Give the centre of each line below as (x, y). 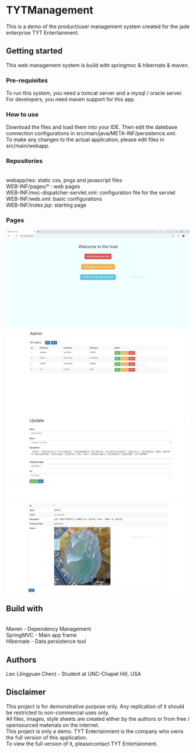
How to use (22, 114)
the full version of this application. (47, 737)
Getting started (34, 51)
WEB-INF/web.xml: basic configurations (54, 198)
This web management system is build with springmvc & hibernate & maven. (98, 65)
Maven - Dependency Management (49, 629)
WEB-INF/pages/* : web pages (43, 186)
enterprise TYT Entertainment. (43, 32)
